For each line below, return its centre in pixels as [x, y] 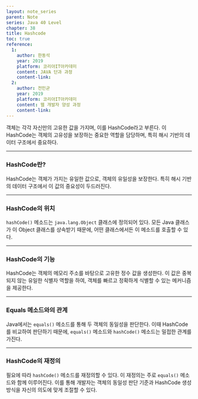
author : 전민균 [33, 88]
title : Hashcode [26, 34]
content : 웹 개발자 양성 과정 [49, 105]
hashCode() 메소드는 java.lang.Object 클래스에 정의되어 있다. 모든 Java [90, 222]
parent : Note [22, 17]
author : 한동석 [33, 55]
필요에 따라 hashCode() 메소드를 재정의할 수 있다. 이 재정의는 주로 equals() [93, 375]
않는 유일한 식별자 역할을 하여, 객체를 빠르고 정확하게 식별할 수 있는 [94, 281]
